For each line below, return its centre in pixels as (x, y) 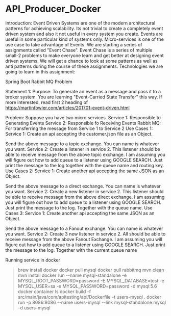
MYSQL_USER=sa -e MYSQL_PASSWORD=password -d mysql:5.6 (87, 286)
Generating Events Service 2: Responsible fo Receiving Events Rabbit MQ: (83, 123)
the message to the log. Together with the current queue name (71, 250)
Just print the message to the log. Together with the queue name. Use (79, 207)
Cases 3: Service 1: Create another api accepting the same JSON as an (80, 213)
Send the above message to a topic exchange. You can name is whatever (82, 144)
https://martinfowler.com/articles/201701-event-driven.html (68, 108)
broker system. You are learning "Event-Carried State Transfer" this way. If (84, 97)
